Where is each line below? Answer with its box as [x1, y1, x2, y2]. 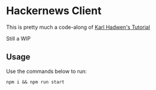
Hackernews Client [6, 4, 102, 18]
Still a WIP [6, 35, 31, 42]
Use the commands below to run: [6, 68, 87, 75]
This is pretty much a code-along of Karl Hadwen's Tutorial [6, 24, 151, 31]
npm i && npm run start [6, 79, 65, 85]
